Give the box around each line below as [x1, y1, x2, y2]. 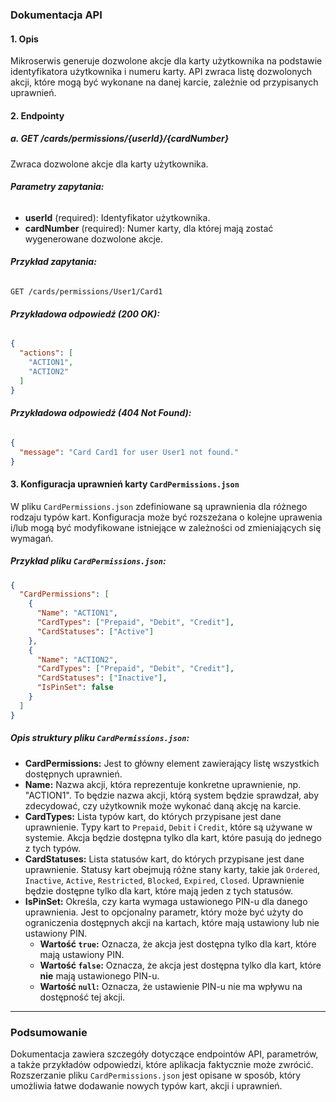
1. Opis [10, 33, 39, 45]
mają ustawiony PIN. [39, 948, 125, 960]
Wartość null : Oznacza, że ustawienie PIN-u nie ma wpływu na [39, 980, 303, 992]
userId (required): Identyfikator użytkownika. [24, 211, 211, 223]
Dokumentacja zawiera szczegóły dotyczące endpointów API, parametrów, [10, 1048, 319, 1060]
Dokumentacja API [10, 8, 103, 22]
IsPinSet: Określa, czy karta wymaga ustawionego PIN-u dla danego [24, 895, 308, 907]
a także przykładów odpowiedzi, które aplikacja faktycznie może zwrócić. [10, 1058, 314, 1070]
